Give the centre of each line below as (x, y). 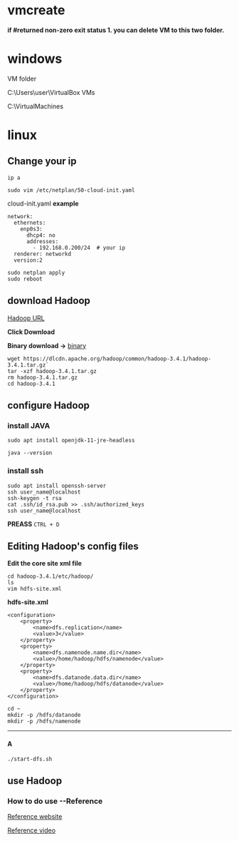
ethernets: (30, 223)
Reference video (31, 830)
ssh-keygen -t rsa (34, 498)
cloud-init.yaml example (43, 203)
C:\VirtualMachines (36, 106)
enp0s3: (31, 229)
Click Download (31, 332)
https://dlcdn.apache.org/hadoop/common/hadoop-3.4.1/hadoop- (117, 359)
